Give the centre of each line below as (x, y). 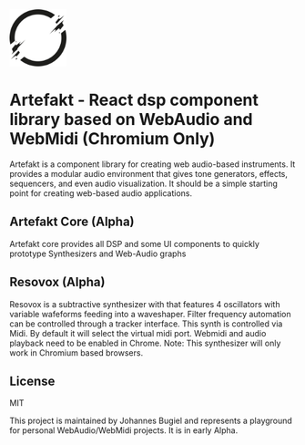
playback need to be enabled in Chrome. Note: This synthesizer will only (145, 343)
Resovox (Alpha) (57, 282)
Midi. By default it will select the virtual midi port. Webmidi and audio (138, 333)
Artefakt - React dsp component (134, 100)
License (32, 381)
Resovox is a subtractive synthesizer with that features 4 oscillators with (145, 304)
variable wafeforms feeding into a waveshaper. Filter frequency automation (150, 314)
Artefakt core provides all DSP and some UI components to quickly (134, 243)
